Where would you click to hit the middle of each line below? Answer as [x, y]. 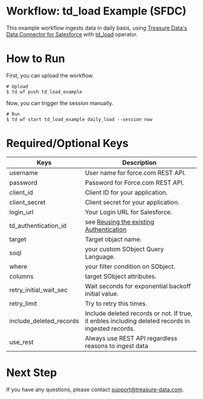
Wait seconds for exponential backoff [138, 286]
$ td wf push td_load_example [44, 92]
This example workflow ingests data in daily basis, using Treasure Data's [97, 28]
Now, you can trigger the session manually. [60, 103]
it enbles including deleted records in [137, 320]
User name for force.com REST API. [135, 172]
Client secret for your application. [132, 202]
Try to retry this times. [116, 303]
